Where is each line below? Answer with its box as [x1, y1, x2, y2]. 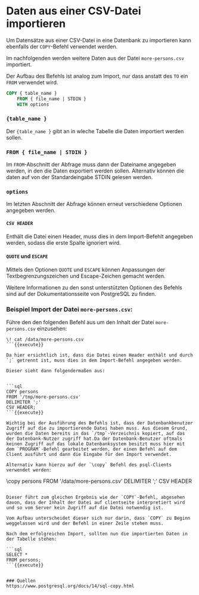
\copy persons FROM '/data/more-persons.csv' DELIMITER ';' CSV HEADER [6, 477, 192, 485]
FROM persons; [6, 557, 42, 563]
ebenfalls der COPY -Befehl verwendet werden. [6, 43, 118, 50]
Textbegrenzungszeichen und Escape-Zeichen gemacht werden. [6, 272, 166, 279]
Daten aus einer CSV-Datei [6, 4, 141, 18]
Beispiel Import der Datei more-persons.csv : [6, 305, 133, 313]
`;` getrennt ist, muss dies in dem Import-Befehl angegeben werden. [6, 357, 183, 363]
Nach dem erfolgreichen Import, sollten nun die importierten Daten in [6, 531, 188, 537]
